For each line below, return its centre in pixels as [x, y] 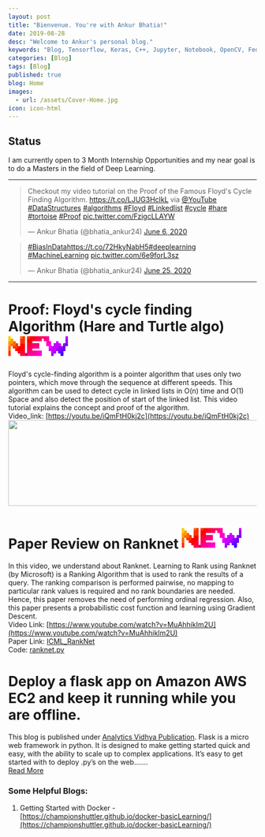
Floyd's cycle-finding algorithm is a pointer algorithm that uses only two [125, 374]
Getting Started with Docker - [67, 808]
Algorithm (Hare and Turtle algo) [116, 327]
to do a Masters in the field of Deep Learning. [82, 169]
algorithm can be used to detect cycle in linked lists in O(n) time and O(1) [126, 391]
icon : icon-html [35, 108]
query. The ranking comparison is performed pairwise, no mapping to [121, 582]
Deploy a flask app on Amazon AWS [127, 682]
